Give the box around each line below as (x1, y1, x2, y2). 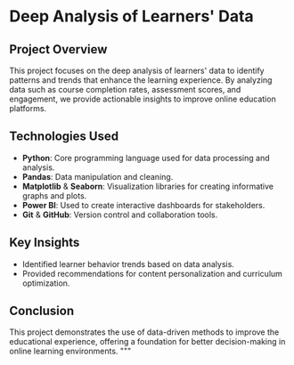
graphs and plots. (21, 190, 87, 201)
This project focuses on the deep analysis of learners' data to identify (9, 65, 265, 76)
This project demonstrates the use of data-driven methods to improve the (9, 327, 280, 337)
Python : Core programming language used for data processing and (21, 152, 270, 163)
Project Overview (9, 42, 108, 57)
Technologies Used (9, 129, 118, 144)
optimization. (21, 278, 70, 288)
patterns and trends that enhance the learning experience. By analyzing (9, 75, 273, 85)
